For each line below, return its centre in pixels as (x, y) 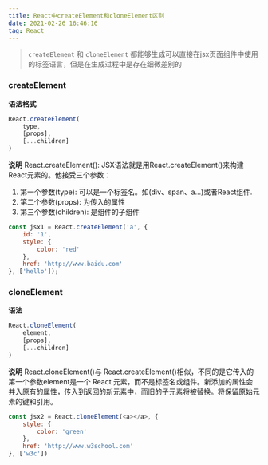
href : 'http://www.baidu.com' (73, 264)
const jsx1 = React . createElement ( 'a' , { (78, 227)
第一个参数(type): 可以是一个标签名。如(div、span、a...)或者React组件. (136, 192)
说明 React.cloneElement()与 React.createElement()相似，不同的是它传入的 (131, 372)
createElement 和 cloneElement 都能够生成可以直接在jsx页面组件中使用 (143, 54)
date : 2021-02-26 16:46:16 (53, 23)
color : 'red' (59, 249)
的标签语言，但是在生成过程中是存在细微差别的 (104, 64)
